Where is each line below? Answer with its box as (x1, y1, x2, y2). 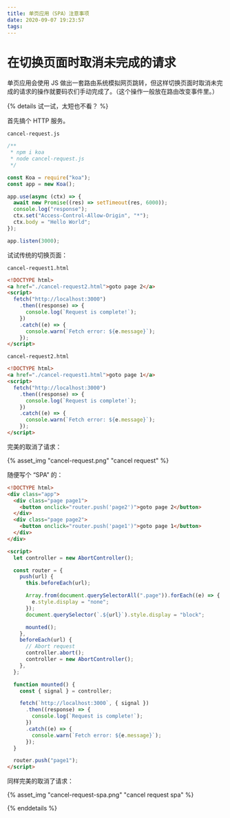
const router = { (13, 566, 63, 574)
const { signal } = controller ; (19, 687, 112, 695)
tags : (7, 23, 23, 30)
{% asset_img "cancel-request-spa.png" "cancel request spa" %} (7, 790, 194, 799)
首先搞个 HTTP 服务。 (7, 116, 70, 125)
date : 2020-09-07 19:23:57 (7, 17, 85, 23)
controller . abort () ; (25, 649, 85, 657)
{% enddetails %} (7, 804, 57, 812)
